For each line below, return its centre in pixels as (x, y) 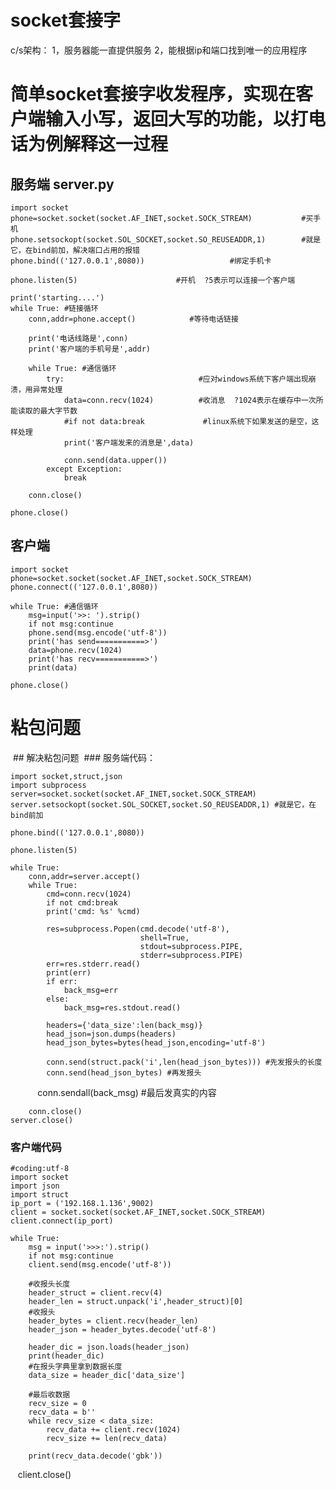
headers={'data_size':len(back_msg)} (124, 1025)
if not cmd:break (82, 902)
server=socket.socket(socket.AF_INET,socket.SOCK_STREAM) (133, 794)
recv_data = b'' (62, 1412)
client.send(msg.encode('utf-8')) (100, 1264)
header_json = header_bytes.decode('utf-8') (122, 1329)
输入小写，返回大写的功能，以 (168, 119)
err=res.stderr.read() (93, 964)
